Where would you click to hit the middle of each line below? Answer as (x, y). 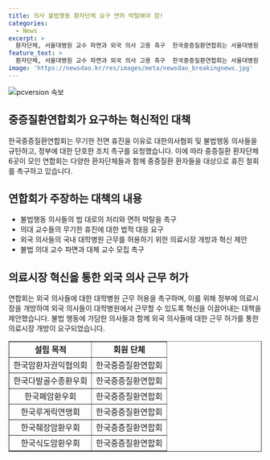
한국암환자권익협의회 (51, 365)
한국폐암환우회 (51, 396)
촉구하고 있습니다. (45, 170)
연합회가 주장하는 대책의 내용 (76, 198)
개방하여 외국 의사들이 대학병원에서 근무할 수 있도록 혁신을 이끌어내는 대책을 (142, 308)
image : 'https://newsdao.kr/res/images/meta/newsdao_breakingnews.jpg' (131, 68)
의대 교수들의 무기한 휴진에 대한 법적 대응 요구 (92, 229)
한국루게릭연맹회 (50, 413)
